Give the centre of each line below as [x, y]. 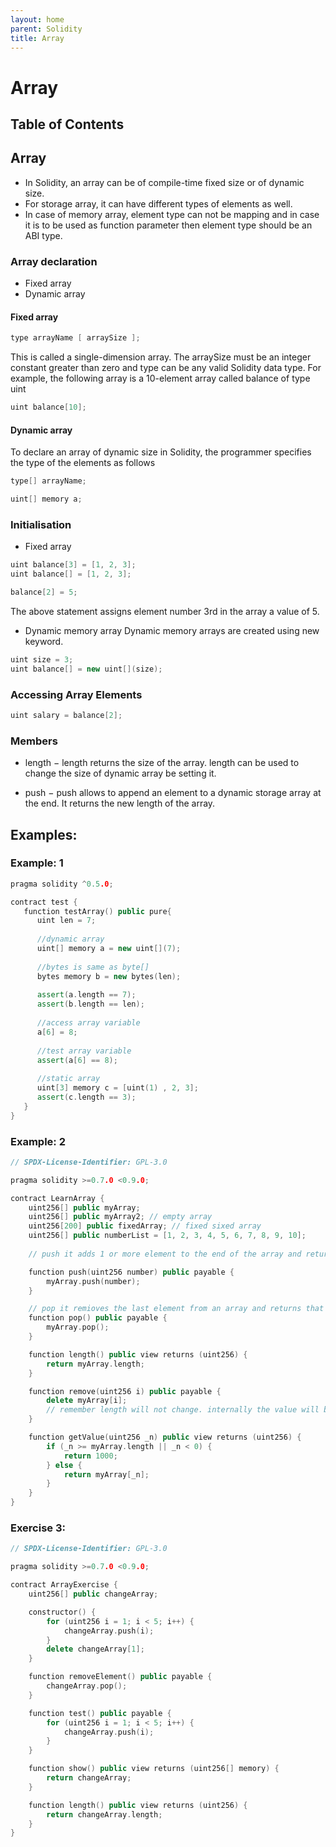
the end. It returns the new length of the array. [120, 803]
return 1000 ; [90, 1456]
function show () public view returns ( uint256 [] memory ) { [154, 1769]
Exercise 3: [38, 1528]
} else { [64, 1465]
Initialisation [41, 524]
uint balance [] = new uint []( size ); [86, 669]
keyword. [44, 641]
